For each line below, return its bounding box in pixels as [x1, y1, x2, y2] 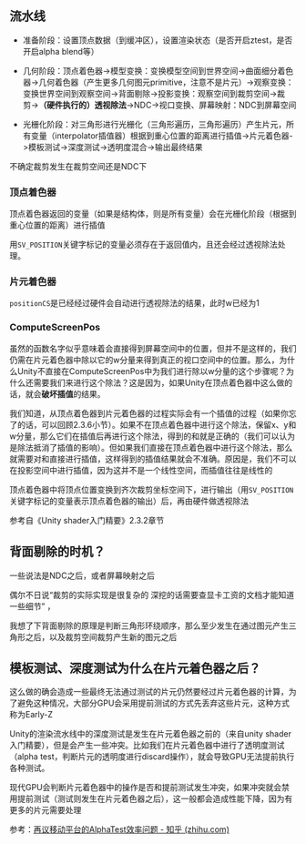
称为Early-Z [9, 709, 53, 720]
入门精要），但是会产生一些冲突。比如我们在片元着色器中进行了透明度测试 [9, 740, 285, 751]
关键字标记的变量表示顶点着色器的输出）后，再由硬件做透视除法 [9, 495, 249, 506]
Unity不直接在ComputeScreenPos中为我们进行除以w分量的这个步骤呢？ [16, 365, 287, 376]
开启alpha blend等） [22, 46, 99, 56]
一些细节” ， [9, 600, 56, 612]
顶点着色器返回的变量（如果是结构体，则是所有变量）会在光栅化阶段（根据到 [9, 208, 297, 219]
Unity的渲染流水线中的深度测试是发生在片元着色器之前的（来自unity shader [9, 728, 291, 739]
